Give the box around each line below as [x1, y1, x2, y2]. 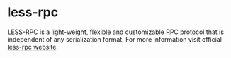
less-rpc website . [7, 42, 59, 51]
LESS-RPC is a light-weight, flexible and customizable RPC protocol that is [7, 28, 225, 36]
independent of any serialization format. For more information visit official [7, 35, 222, 43]
